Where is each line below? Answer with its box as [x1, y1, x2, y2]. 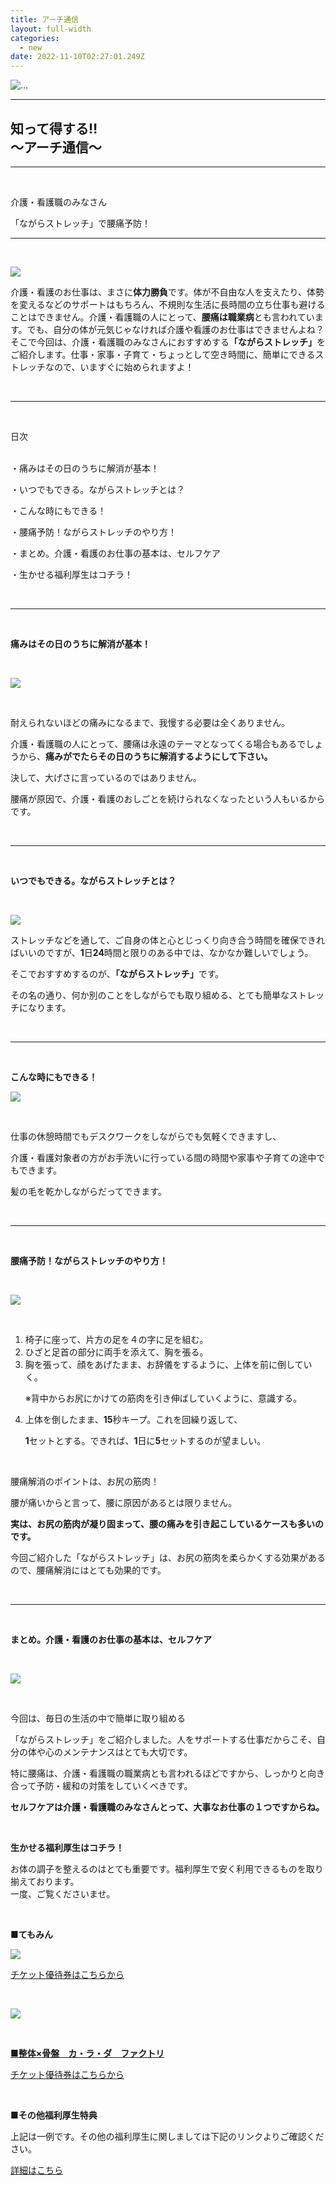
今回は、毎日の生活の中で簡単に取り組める [10, 1712, 186, 1724]
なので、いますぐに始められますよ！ [44, 361, 195, 373]
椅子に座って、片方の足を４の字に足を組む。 [24, 1333, 209, 1345]
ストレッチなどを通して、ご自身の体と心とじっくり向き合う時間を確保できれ [10, 934, 325, 946]
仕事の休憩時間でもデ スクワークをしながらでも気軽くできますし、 [10, 1130, 282, 1142]
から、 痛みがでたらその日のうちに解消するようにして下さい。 [18, 750, 273, 762]
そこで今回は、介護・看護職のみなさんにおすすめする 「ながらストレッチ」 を [10, 336, 326, 348]
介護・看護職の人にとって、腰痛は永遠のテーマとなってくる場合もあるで [10, 737, 307, 750]
